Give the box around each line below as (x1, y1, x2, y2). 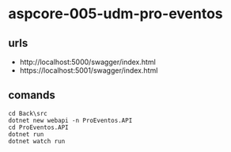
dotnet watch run (8, 137, 66, 145)
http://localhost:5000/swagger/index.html (19, 57, 156, 66)
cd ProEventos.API (8, 123, 69, 131)
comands (8, 89, 55, 102)
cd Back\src (8, 109, 47, 117)
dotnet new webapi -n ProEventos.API (8, 116, 133, 124)
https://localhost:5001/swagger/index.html (19, 66, 158, 75)
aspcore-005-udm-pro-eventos (8, 5, 223, 23)
